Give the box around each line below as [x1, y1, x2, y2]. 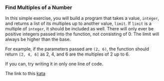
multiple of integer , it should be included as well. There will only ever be [5, 26, 154, 32]
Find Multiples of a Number [5, 4, 72, 11]
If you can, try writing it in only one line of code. [5, 61, 104, 67]
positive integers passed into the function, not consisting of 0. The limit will [5, 31, 160, 37]
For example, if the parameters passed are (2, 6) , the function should [5, 46, 150, 52]
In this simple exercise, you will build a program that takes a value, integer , [5, 15, 160, 21]
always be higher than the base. [5, 36, 71, 42]
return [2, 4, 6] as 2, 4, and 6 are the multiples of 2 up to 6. [5, 51, 130, 57]
